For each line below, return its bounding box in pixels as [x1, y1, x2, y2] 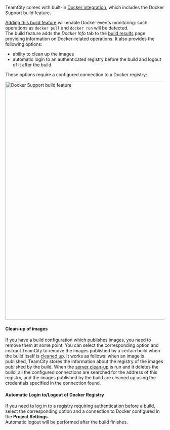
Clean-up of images [5, 325, 48, 332]
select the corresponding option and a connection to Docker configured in [5, 408, 160, 414]
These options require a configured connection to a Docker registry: [5, 72, 148, 78]
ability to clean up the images [12, 51, 74, 57]
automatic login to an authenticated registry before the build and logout [12, 56, 161, 62]
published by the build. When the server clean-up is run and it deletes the [5, 364, 159, 370]
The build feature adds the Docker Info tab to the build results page [5, 30, 146, 36]
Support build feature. [5, 10, 51, 16]
